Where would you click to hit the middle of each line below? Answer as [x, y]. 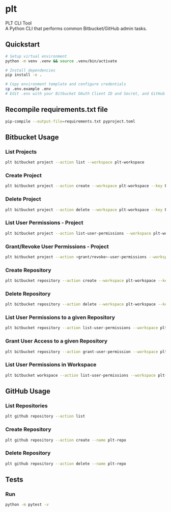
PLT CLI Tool [19, 23]
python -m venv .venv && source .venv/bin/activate [61, 61]
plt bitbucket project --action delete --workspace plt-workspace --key [84, 210]
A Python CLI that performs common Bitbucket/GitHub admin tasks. [76, 28]
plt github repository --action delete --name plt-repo [66, 464]
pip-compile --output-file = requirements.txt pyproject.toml [70, 121]
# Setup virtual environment [36, 56]
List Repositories [26, 405]
